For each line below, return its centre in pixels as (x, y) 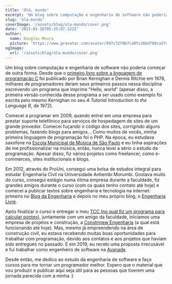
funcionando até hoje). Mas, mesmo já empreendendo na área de (74, 228)
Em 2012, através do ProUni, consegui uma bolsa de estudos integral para (83, 169)
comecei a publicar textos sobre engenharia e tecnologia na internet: (78, 190)
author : (14, 34)
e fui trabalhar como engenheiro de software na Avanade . (66, 249)
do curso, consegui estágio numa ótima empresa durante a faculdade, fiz (82, 180)
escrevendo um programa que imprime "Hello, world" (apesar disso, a (79, 89)
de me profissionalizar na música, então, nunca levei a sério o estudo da (82, 148)
